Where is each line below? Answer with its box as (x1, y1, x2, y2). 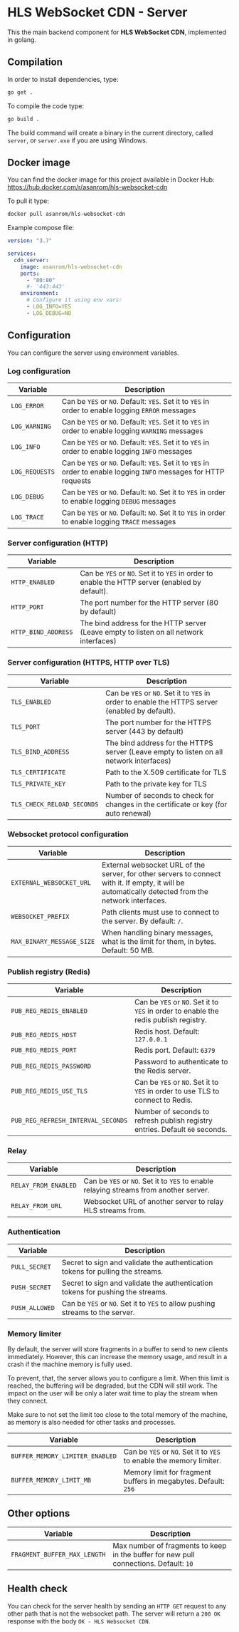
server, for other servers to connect (102, 868, 221, 878)
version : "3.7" (7, 237, 53, 244)
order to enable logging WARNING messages (61, 425, 203, 435)
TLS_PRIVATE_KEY (11, 779, 66, 788)
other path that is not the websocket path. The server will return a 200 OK (7, 1609, 221, 1618)
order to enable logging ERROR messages (61, 405, 196, 415)
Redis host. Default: (134, 1027, 200, 1036)
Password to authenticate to (134, 1057, 228, 1067)
